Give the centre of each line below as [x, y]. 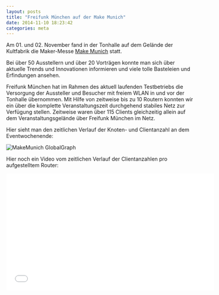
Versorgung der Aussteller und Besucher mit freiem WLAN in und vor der [95, 93]
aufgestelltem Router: [32, 165]
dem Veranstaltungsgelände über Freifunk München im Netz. [81, 118]
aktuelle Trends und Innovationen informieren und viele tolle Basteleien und [98, 69]
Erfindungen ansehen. [33, 75]
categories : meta [28, 28]
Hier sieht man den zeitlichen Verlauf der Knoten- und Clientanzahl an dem [98, 130]
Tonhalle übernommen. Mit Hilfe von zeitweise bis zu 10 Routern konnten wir [100, 100]
